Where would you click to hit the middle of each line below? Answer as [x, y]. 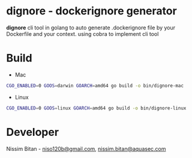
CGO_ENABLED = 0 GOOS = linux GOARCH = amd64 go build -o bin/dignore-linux [96, 108]
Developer [32, 132]
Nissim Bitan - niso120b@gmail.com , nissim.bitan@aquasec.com [86, 148]
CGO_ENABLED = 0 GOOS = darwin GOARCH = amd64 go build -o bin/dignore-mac [95, 86]
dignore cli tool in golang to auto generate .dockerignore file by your [91, 28]
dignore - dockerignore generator [91, 11]
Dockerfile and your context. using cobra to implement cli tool [82, 34]
